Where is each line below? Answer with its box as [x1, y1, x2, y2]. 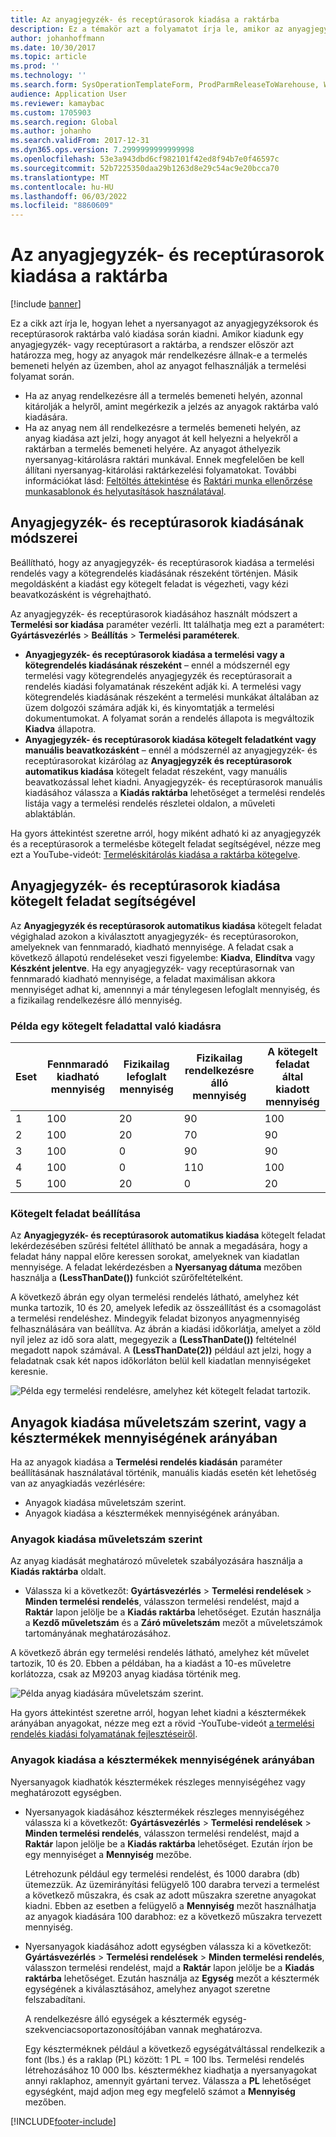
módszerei [10, 530, 78, 547]
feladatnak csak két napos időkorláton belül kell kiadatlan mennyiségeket [10, 1355, 312, 1367]
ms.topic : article [10, 52, 87, 62]
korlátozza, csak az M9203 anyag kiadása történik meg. [10, 1668, 242, 1680]
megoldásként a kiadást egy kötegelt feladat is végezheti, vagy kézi [10, 577, 289, 590]
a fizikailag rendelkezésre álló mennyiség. [10, 994, 183, 1006]
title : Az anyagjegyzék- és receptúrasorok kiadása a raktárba [10, 14, 280, 25]
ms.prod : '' [10, 61, 60, 71]
